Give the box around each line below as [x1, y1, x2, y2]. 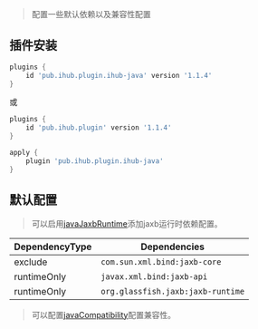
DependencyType [14, 240, 92, 253]
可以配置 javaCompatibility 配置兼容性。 [31, 309, 177, 320]
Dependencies [140, 240, 205, 253]
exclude [14, 256, 48, 268]
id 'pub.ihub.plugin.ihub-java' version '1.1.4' [25, 71, 213, 80]
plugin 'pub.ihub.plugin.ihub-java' [25, 156, 165, 166]
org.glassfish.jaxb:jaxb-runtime [100, 285, 245, 296]
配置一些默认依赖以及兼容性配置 [31, 9, 151, 19]
